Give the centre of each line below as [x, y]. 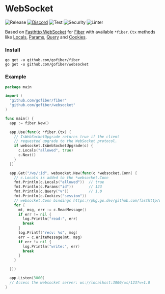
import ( [14, 96]
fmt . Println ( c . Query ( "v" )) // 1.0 [58, 191]
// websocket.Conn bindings [42, 200]
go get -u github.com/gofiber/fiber [42, 60]
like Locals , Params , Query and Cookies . [46, 37]
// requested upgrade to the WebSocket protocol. [66, 141]
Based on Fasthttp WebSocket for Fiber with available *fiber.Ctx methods [80, 32]
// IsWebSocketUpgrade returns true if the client [67, 137]
